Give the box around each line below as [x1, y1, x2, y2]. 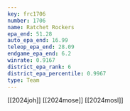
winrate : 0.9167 [7, 57, 55, 64]
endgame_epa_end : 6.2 [7, 51, 72, 58]
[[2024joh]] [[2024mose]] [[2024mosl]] [7, 96, 124, 105]
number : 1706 [7, 17, 46, 24]
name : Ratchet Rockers [7, 23, 75, 31]
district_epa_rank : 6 [7, 63, 72, 70]
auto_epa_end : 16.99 [7, 37, 69, 44]
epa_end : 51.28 [7, 30, 53, 38]
